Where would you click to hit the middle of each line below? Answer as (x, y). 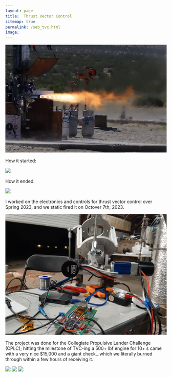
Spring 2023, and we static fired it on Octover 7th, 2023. (65, 207)
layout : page (19, 11)
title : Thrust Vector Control (39, 16)
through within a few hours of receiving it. (49, 359)
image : (12, 32)
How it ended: (20, 181)
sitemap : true (20, 21)
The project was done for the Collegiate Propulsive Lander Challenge (78, 343)
